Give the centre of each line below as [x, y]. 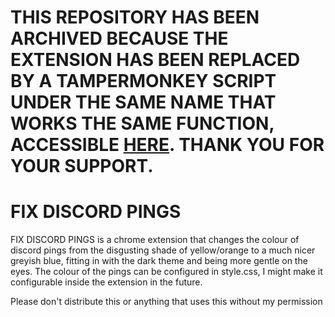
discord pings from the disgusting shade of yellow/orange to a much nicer [163, 250]
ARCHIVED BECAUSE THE [119, 38]
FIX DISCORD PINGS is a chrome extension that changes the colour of [155, 240]
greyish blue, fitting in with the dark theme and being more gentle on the [159, 261]
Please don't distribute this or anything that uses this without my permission [166, 302]
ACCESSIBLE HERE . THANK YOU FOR [167, 145]
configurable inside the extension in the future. [106, 282]
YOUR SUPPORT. [82, 166]
